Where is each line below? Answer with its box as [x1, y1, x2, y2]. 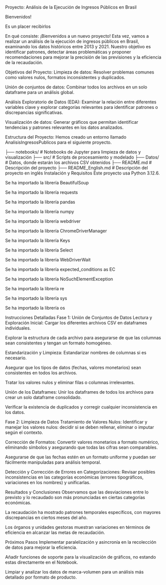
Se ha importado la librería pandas [5, 199, 75, 205]
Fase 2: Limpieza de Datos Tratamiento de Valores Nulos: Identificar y [5, 419, 148, 424]
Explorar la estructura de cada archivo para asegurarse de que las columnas [5, 335, 161, 340]
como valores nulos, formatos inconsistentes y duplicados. [5, 75, 125, 80]
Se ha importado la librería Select [5, 247, 73, 253]
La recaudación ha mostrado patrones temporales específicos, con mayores [5, 509, 161, 515]
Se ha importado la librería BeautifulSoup [5, 180, 89, 185]
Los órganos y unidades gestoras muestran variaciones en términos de [5, 524, 150, 530]
